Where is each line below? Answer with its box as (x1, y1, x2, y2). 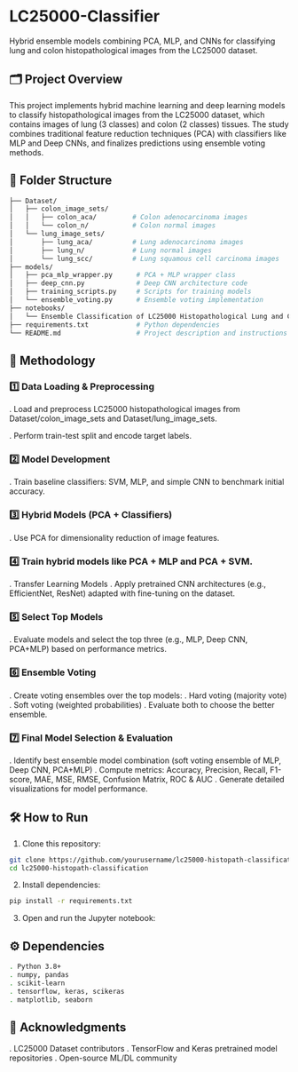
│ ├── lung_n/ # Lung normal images (9, 246, 213, 255)
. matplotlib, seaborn (9, 995, 93, 1005)
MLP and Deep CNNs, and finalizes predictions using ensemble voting (9, 138, 266, 148)
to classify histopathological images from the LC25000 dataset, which (9, 109, 265, 120)
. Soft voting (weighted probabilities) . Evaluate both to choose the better (9, 699, 275, 710)
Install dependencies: (21, 879, 101, 890)
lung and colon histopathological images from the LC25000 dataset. (9, 44, 258, 55)
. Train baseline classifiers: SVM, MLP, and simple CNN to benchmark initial (9, 477, 285, 488)
